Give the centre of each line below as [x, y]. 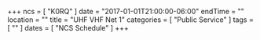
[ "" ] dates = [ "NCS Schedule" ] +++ [68, 28]
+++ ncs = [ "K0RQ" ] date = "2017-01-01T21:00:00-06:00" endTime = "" [126, 11]
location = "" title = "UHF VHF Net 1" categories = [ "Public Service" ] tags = [131, 20]
